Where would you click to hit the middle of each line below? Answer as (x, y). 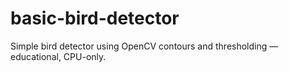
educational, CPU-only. (58, 56)
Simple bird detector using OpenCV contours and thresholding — (144, 46)
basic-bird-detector (95, 18)
